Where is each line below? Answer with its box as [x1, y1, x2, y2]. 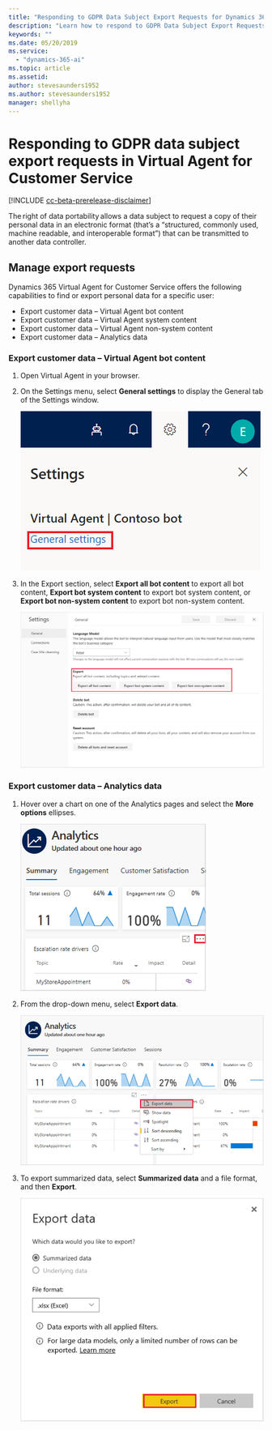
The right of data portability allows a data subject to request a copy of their [8, 211, 257, 221]
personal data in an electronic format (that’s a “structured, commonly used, [8, 220, 259, 230]
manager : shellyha [8, 98, 70, 107]
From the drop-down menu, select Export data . [19, 999, 178, 1009]
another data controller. [8, 237, 87, 247]
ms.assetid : [8, 73, 49, 81]
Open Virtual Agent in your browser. [19, 371, 140, 381]
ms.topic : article [8, 65, 70, 73]
